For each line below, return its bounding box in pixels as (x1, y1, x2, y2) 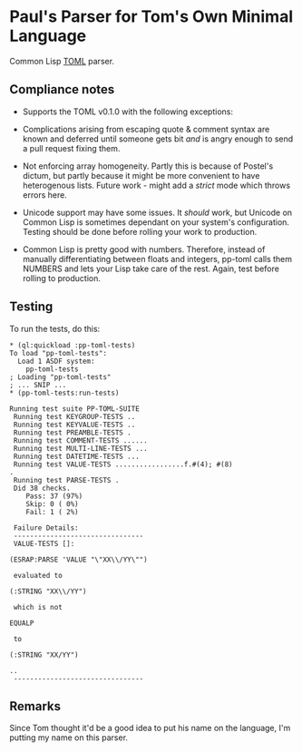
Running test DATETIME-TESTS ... (13, 452, 141, 461)
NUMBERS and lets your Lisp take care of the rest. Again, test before (22, 263, 279, 274)
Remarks (9, 698, 62, 714)
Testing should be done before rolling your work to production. (22, 226, 258, 237)
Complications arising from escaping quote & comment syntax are (22, 123, 270, 134)
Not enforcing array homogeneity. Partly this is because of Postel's (22, 161, 274, 171)
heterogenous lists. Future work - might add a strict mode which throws (22, 180, 291, 190)
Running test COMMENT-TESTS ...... (13, 435, 148, 445)
